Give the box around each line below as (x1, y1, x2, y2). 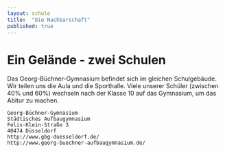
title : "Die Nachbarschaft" (7, 16, 91, 23)
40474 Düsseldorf (7, 128, 57, 135)
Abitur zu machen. (7, 96, 60, 105)
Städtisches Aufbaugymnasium (7, 115, 91, 123)
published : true (7, 23, 54, 29)
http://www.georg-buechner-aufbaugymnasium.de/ (7, 139, 146, 147)
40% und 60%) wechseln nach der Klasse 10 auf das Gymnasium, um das (7, 89, 217, 98)
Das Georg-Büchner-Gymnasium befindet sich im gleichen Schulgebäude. (7, 74, 217, 83)
